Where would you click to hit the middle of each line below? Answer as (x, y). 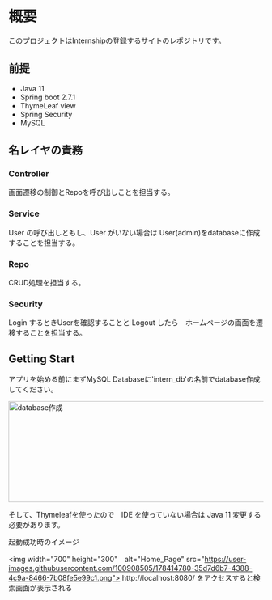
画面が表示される (44, 588)
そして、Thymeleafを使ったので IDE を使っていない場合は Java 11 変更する (135, 515)
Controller (29, 174)
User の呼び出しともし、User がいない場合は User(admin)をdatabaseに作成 (134, 232)
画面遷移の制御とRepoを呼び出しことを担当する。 (91, 192)
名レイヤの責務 (46, 150)
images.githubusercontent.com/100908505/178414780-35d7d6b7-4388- (130, 568)
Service (24, 213)
